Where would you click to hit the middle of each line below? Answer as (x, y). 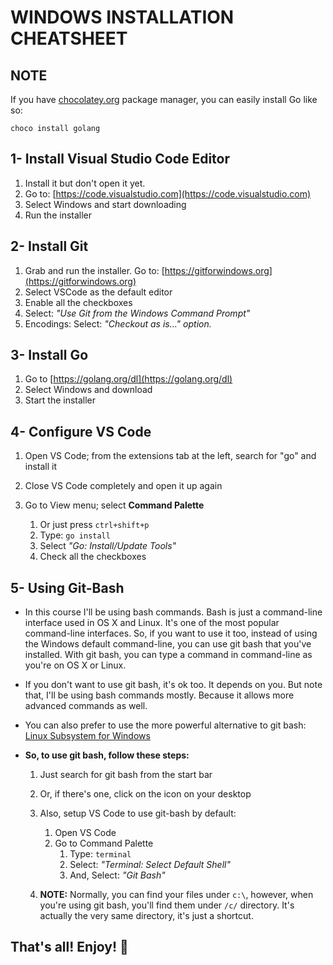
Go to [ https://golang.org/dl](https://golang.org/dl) (128, 379)
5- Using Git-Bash (67, 587)
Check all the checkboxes (93, 557)
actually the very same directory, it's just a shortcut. (146, 916)
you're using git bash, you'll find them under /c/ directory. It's (167, 905)
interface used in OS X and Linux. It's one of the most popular (152, 623)
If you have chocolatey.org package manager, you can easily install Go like (164, 99)
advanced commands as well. (86, 706)
